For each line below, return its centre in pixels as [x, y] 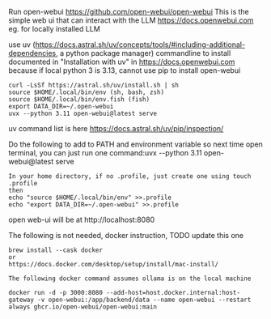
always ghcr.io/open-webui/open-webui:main [83, 307]
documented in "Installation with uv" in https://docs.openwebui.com [122, 62]
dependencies [32, 53]
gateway [21, 300]
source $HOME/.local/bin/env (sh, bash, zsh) [86, 92]
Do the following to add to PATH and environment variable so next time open [135, 144]
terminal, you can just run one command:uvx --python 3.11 [105, 153]
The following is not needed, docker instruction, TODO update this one [126, 235]
